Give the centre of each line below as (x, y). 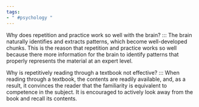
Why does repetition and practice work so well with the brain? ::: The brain (99, 35)
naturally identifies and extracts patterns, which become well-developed (97, 41)
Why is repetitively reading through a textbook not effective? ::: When (93, 72)
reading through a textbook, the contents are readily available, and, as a (96, 79)
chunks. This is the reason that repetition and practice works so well (92, 48)
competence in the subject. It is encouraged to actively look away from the (100, 92)
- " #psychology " (29, 18)
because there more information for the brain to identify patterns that (93, 54)
